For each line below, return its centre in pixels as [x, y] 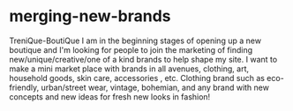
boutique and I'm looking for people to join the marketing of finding [131, 49]
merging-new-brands [90, 16]
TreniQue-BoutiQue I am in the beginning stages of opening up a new [135, 41]
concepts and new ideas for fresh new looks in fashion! [110, 96]
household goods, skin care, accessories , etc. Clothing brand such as [137, 78]
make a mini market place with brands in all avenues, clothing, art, [129, 69]
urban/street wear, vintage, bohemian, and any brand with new [155, 87]
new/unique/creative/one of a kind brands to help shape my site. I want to [143, 59]
